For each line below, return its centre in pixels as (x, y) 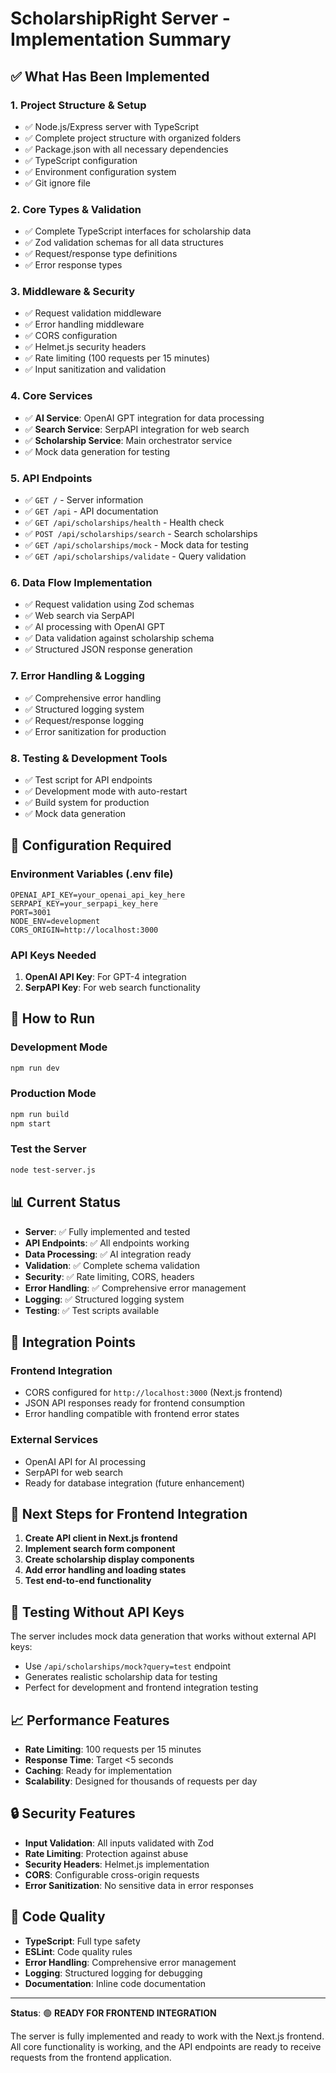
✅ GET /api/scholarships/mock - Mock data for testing (136, 545)
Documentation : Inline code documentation (115, 1983)
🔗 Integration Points (73, 1342)
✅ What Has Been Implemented (110, 76)
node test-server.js (53, 1170)
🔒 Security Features (73, 1813)
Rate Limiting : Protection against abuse (106, 1853)
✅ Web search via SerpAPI (79, 616)
